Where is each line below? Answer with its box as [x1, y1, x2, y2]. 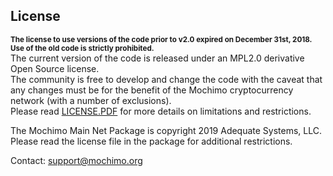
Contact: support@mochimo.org [10, 154, 143, 166]
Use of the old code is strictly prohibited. [10, 43, 155, 53]
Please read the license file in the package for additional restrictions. [10, 135, 293, 147]
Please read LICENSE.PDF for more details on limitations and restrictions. [10, 105, 312, 117]
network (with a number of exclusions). [10, 94, 172, 106]
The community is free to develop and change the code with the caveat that [10, 73, 323, 85]
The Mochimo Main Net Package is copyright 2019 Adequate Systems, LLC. [10, 124, 323, 136]
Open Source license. [10, 62, 100, 74]
